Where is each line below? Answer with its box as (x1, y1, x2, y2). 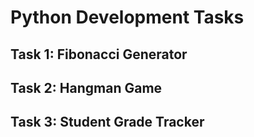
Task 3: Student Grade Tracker (10, 114, 205, 131)
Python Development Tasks (10, 6, 245, 29)
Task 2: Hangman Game (10, 79, 163, 96)
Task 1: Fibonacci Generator (10, 46, 188, 63)
